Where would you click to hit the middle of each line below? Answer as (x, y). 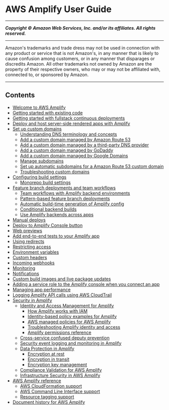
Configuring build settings (39, 177)
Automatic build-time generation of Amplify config (72, 204)
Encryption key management (57, 365)
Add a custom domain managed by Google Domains (74, 155)
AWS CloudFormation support (51, 386)
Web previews (27, 230)
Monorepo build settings (45, 182)
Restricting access (32, 247)
